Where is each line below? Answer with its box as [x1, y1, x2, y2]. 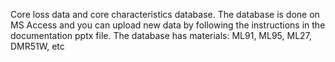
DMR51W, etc [10, 40, 65, 52]
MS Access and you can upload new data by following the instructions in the [10, 19, 326, 31]
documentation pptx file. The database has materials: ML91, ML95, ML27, [10, 30, 312, 41]
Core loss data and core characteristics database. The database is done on [10, 9, 320, 20]
